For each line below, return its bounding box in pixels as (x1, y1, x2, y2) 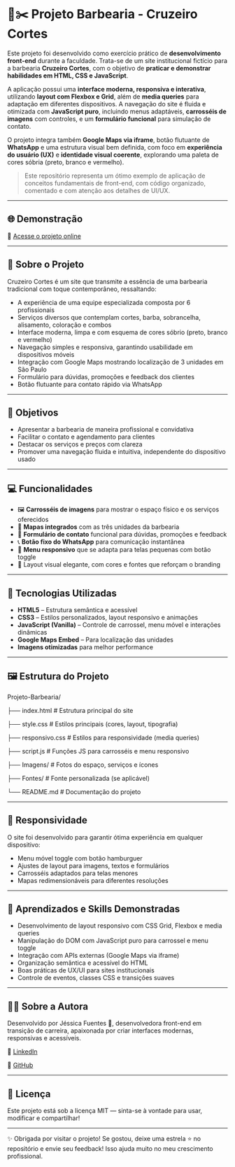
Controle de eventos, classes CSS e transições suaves (17, 974, 175, 982)
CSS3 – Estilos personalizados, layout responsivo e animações (17, 614, 198, 621)
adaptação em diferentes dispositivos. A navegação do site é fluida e (7, 99, 206, 108)
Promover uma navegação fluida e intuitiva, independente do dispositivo (17, 448, 226, 456)
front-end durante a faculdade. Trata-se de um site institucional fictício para (7, 56, 228, 64)
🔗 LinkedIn (7, 1047, 38, 1056)
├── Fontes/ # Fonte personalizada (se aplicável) (7, 774, 150, 782)
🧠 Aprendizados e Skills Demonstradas (7, 903, 180, 915)
